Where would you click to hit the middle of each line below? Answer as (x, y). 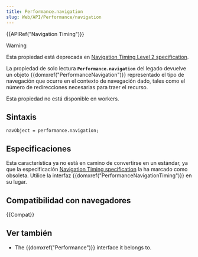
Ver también (29, 233)
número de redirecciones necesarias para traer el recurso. (77, 87)
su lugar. (17, 182)
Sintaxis (22, 117)
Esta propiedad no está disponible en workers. (63, 99)
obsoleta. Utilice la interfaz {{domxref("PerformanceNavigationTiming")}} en (99, 175)
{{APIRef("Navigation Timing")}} (45, 34)
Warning (16, 45)
